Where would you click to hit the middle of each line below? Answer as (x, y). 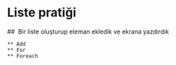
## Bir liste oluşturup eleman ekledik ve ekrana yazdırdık (88, 31)
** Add (16, 44)
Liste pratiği (42, 13)
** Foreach (23, 56)
